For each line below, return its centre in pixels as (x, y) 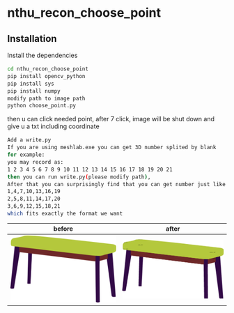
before (63, 229)
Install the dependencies (42, 55)
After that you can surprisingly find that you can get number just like (117, 184)
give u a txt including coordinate (53, 126)
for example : (26, 155)
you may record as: (36, 162)
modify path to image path (46, 98)
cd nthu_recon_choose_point (48, 69)
